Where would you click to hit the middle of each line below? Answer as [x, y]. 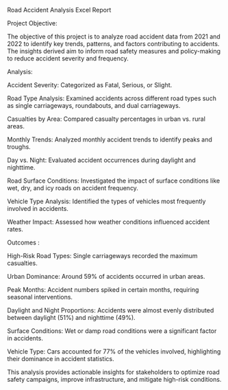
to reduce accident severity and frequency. [68, 58]
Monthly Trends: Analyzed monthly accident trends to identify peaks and [110, 139]
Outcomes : [23, 242]
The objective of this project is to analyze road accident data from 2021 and [114, 36]
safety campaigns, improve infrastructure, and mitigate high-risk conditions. [114, 379]
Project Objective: [33, 23]
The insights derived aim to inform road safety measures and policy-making [114, 51]
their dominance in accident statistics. [61, 359]
